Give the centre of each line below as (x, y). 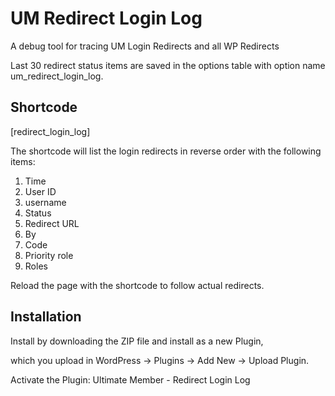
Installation (46, 317)
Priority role (49, 255)
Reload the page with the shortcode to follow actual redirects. (137, 285)
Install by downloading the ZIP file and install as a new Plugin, (137, 341)
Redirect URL (52, 223)
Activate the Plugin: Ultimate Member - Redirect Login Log (130, 379)
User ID (40, 191)
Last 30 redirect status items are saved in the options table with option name (168, 65)
